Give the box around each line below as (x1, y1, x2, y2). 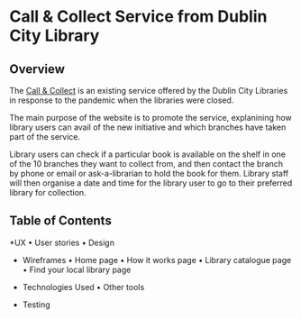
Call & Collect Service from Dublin (9, 6, 268, 27)
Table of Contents (9, 214, 113, 229)
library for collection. (9, 187, 87, 197)
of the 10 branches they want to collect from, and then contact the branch (9, 159, 284, 169)
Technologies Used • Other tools (22, 281, 145, 292)
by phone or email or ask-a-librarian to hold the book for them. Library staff (9, 169, 289, 178)
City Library (9, 25, 100, 46)
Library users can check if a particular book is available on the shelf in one (9, 149, 287, 159)
